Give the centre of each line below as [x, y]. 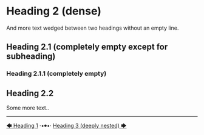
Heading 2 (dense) [54, 11]
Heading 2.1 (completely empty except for [87, 47]
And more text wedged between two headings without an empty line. [93, 28]
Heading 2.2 [30, 93]
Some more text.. [28, 108]
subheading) [31, 57]
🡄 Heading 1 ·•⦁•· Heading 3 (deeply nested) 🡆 [66, 126]
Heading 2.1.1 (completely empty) [56, 74]
